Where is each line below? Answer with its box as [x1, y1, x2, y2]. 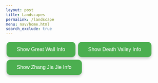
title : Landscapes [6, 12, 45, 17]
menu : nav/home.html [6, 21, 50, 27]
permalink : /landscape [6, 17, 54, 22]
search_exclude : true [6, 26, 52, 32]
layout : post [6, 7, 34, 13]
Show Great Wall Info [16, 46, 66, 52]
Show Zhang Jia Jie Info [16, 64, 72, 70]
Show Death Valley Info [88, 46, 142, 52]
